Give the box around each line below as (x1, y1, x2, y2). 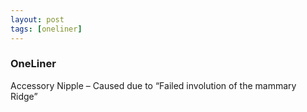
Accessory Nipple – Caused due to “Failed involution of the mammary (10, 79, 297, 91)
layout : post (10, 14, 65, 25)
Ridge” (10, 90, 38, 102)
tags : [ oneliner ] (10, 24, 83, 34)
